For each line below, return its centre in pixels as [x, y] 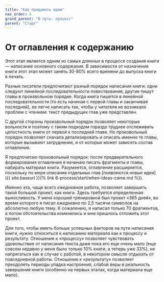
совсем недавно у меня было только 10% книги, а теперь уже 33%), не [80, 249]
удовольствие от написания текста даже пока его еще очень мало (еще [81, 244]
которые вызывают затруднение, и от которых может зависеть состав [79, 142]
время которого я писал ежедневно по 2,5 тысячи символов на [72, 203]
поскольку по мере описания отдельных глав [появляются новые [74, 173]
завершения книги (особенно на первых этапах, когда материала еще [79, 270]
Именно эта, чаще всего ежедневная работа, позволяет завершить [76, 188]
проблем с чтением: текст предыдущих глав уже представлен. [71, 112]
